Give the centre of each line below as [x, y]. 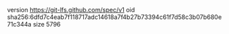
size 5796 [47, 24]
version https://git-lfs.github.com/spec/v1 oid [71, 10]
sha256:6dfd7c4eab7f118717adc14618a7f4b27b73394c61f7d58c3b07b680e [115, 17]
